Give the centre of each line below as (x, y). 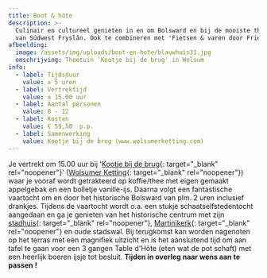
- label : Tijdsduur (48, 75)
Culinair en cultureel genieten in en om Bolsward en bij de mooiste (133, 30)
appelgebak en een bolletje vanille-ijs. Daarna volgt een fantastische (120, 189)
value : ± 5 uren (50, 82)
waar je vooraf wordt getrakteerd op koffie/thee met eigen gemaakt (118, 180)
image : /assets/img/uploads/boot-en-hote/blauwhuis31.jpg (114, 52)
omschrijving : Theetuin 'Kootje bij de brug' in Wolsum (110, 60)
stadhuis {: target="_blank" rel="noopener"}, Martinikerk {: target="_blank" (129, 222)
